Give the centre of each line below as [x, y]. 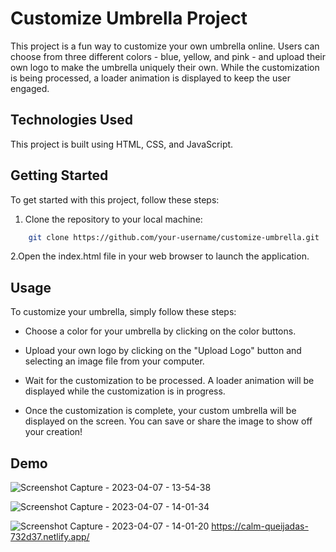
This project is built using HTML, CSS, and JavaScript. [122, 144]
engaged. [30, 88]
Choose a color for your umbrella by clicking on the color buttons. [160, 331]
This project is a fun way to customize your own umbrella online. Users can [165, 46]
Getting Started [59, 175]
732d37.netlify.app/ [50, 537]
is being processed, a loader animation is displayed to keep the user [151, 78]
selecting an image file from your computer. [114, 361]
